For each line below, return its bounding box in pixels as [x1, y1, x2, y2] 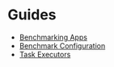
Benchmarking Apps [19, 32, 88, 42]
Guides [7, 6, 57, 24]
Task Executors [19, 49, 71, 59]
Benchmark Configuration [19, 40, 106, 50]
